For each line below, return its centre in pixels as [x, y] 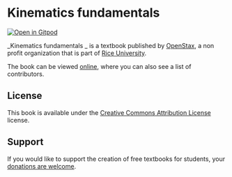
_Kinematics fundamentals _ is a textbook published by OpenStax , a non [111, 45]
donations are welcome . [42, 166]
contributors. [26, 74]
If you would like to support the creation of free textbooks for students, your [116, 159]
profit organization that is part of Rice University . [77, 53]
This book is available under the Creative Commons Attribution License [109, 112]
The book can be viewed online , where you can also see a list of [99, 66]
